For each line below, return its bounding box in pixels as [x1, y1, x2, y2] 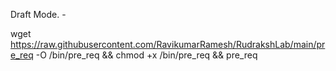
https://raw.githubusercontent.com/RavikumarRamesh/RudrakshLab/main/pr [10, 39, 326, 50]
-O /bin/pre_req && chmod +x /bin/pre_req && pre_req [35, 49, 258, 61]
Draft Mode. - [10, 9, 67, 20]
